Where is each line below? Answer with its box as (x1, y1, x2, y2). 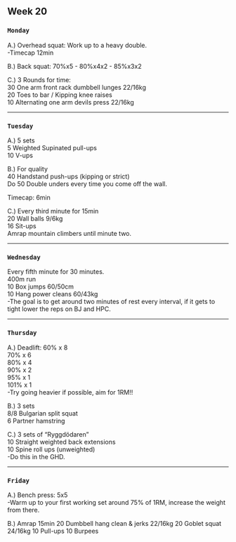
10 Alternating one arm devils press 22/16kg (7, 98, 135, 106)
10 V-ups (7, 151, 34, 159)
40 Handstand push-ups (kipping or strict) (7, 172, 130, 180)
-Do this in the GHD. (7, 452, 65, 461)
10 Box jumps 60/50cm (7, 282, 74, 291)
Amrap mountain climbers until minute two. (7, 229, 132, 237)
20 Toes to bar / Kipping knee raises (7, 91, 112, 99)
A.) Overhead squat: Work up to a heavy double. (7, 41, 147, 49)
